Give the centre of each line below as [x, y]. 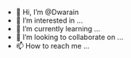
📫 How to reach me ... [52, 46]
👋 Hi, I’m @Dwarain [47, 12]
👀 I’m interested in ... [49, 20]
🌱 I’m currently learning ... [58, 29]
